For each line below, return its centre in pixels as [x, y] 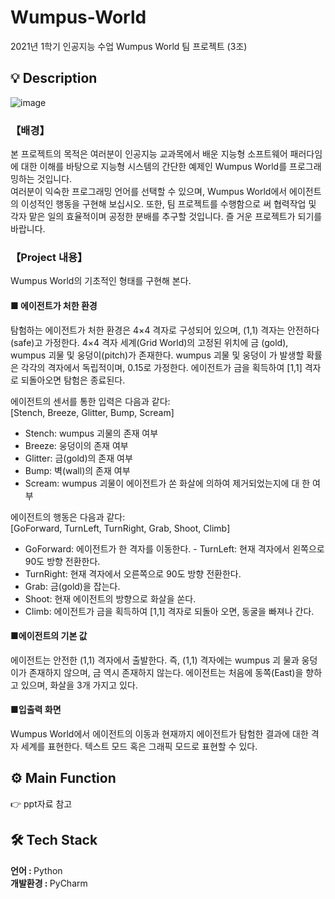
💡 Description [54, 78]
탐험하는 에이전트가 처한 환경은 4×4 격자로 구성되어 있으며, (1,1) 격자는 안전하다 [165, 330]
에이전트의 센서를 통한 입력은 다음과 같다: [90, 401]
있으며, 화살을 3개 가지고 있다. [79, 685]
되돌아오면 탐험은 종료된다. [73, 380]
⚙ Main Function [63, 778]
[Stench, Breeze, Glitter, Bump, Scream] [92, 412]
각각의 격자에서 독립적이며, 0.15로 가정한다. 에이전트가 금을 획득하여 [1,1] [161, 367]
